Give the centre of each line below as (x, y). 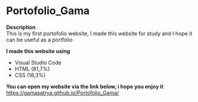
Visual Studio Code (38, 62)
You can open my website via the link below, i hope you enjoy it (85, 86)
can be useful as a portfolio (39, 40)
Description (21, 27)
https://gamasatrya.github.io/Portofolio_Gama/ (63, 93)
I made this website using (38, 51)
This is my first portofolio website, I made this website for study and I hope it (99, 33)
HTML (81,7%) (32, 68)
